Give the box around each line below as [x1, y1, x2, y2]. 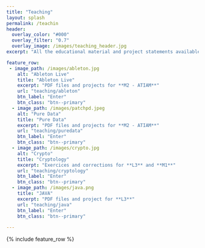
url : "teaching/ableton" [17, 88, 81, 95]
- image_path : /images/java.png [12, 184, 95, 191]
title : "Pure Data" [17, 117, 67, 123]
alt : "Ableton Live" [17, 71, 70, 77]
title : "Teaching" [6, 9, 53, 15]
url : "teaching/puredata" [17, 128, 84, 134]
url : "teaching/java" [17, 202, 72, 208]
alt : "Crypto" [17, 150, 53, 156]
